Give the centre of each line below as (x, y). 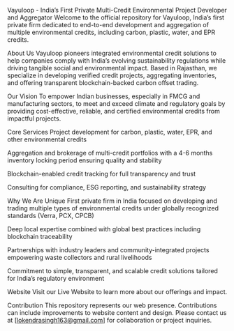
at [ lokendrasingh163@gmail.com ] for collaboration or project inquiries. (109, 320)
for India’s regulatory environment (56, 278)
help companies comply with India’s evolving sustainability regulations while (117, 61)
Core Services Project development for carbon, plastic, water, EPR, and (110, 132)
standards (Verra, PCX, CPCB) (51, 216)
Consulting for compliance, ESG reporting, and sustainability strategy (107, 187)
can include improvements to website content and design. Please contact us (117, 313)
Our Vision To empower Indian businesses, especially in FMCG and (104, 96)
